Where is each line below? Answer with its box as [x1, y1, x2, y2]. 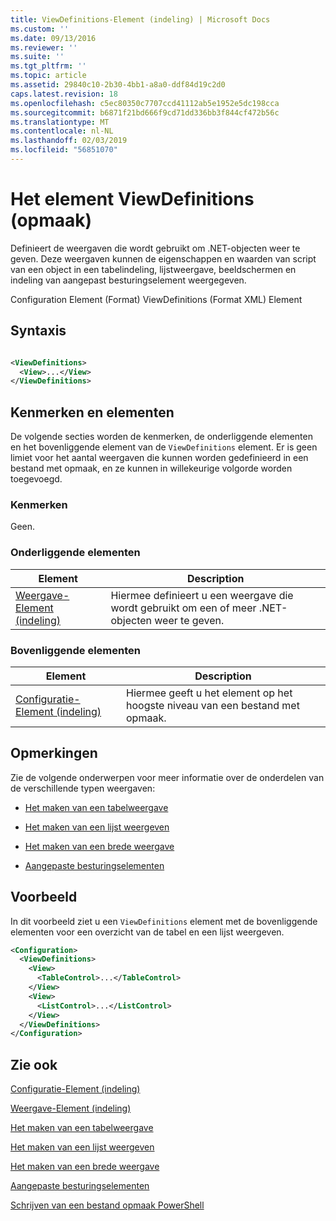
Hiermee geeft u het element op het [126, 686, 293, 700]
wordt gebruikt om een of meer [110, 601, 257, 615]
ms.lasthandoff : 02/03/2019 [10, 136, 128, 146]
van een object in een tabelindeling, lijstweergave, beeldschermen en [10, 263, 297, 275]
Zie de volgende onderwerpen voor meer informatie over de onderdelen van [10, 771, 325, 783]
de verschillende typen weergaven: [10, 782, 156, 794]
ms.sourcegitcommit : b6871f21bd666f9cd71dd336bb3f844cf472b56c [10, 107, 280, 118]
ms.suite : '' [10, 52, 65, 62]
